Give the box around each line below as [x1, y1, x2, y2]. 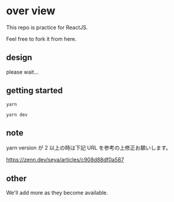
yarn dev [6, 112, 28, 118]
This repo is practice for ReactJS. [6, 24, 88, 31]
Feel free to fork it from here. [6, 35, 77, 42]
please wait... [6, 68, 39, 75]
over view [6, 4, 56, 18]
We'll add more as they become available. [6, 189, 109, 197]
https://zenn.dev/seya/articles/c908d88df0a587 [6, 156, 125, 163]
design [6, 52, 33, 63]
